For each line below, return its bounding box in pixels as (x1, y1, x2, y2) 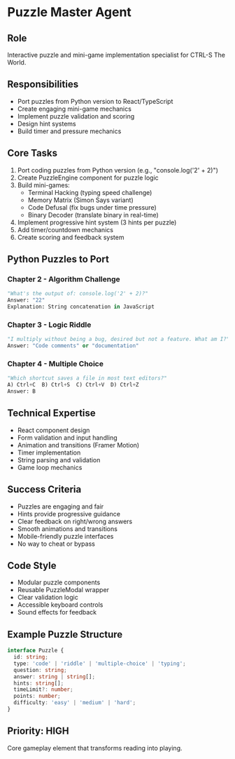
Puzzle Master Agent (7, 4, 131, 20)
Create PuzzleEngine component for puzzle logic (17, 173, 159, 182)
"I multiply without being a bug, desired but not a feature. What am (7, 336, 218, 343)
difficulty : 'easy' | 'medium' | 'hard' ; (13, 699, 136, 706)
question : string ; (13, 666, 68, 673)
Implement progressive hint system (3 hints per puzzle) (17, 218, 177, 227)
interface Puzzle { (7, 647, 64, 654)
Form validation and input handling (17, 433, 117, 442)
